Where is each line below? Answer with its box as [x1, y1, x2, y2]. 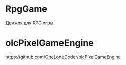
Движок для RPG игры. [5, 20, 55, 26]
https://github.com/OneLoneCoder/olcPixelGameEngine [5, 54, 121, 60]
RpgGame [5, 3, 48, 15]
